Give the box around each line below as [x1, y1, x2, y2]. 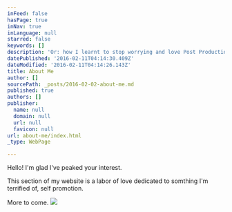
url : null [13, 119, 41, 126]
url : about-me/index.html [7, 132, 81, 139]
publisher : [7, 100, 39, 107]
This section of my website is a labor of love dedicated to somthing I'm [7, 177, 209, 185]
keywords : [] [7, 42, 45, 49]
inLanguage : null [7, 29, 57, 37]
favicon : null [13, 126, 54, 133]
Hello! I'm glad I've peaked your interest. [7, 164, 122, 172]
